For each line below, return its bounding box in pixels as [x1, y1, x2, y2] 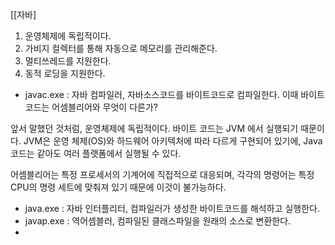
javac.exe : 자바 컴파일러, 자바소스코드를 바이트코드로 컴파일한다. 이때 [24, 89, 299, 100]
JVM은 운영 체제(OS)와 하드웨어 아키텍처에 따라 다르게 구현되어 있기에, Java [23, 135, 323, 147]
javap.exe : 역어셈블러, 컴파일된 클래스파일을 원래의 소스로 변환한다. [24, 215, 292, 227]
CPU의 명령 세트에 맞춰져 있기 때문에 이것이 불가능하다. [10, 181, 227, 193]
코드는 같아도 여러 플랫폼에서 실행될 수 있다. [10, 148, 182, 159]
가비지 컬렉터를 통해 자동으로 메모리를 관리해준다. [24, 43, 218, 54]
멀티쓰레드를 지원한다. [24, 55, 112, 67]
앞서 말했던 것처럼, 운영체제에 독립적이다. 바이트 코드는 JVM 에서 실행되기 [10, 123, 299, 134]
